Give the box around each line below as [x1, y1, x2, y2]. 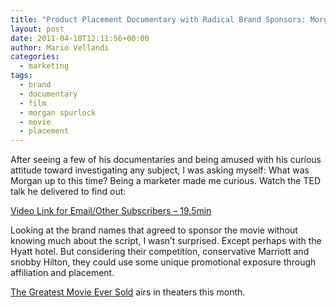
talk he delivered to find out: [10, 186, 127, 198]
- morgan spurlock [19, 107, 97, 118]
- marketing [19, 61, 70, 71]
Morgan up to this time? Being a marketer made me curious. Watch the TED [10, 175, 322, 187]
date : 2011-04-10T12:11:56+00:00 [10, 33, 150, 43]
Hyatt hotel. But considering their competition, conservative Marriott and [10, 246, 310, 258]
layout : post [10, 24, 65, 34]
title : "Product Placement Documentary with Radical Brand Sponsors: [10, 14, 307, 25]
